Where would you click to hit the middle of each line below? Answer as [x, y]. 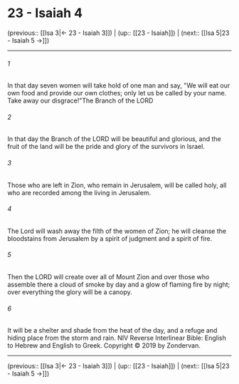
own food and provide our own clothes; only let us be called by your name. [117, 93]
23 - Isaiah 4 [45, 13]
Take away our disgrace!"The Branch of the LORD [80, 100]
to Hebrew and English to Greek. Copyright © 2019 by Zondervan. [104, 346]
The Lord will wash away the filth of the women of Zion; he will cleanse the [117, 231]
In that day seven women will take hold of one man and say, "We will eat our [119, 85]
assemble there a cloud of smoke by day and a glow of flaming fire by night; [119, 284]
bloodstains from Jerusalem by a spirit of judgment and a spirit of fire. [110, 238]
